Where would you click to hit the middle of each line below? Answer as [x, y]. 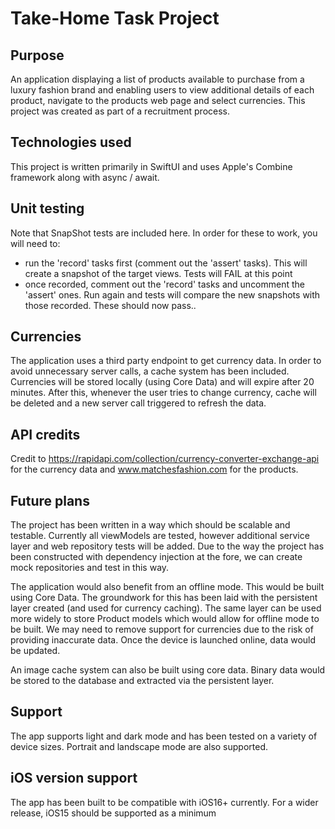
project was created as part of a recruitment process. [120, 111]
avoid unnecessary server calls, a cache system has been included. [150, 371]
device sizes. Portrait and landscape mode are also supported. [139, 746]
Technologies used [71, 142]
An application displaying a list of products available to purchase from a [157, 79]
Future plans [50, 500]
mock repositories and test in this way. [90, 568]
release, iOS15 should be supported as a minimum [113, 813]
